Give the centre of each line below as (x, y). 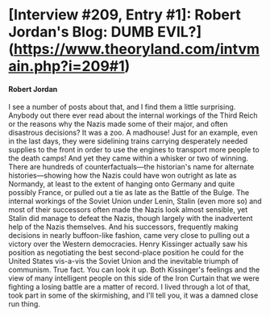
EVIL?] (179, 32)
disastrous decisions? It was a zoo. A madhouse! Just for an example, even (133, 133)
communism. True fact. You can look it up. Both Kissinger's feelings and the (134, 270)
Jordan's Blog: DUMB (81, 32)
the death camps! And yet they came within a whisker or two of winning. (128, 158)
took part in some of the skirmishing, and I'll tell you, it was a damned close (133, 295)
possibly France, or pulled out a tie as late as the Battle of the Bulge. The (129, 193)
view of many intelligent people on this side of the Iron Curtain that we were (134, 278)
